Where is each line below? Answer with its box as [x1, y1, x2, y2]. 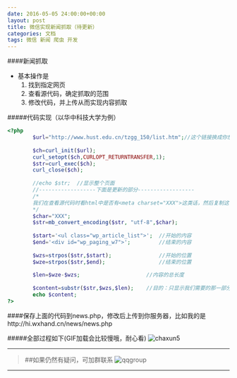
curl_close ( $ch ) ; [32, 166, 83, 173]
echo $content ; [32, 291, 78, 298]
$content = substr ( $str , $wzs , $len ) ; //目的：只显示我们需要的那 [32, 285, 217, 292]
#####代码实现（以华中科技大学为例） [7, 114, 120, 122]
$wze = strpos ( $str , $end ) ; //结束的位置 [32, 258, 192, 265]
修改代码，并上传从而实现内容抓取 [28, 98, 128, 106]
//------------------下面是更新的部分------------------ [32, 186, 195, 193]
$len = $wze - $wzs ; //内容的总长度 [32, 272, 185, 279]
